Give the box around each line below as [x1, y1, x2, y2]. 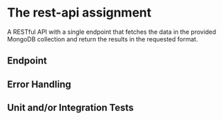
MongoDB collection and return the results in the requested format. [7, 34, 198, 43]
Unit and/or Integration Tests [7, 102, 134, 114]
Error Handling [7, 78, 71, 90]
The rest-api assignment [7, 5, 152, 21]
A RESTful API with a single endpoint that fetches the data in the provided [7, 28, 216, 36]
